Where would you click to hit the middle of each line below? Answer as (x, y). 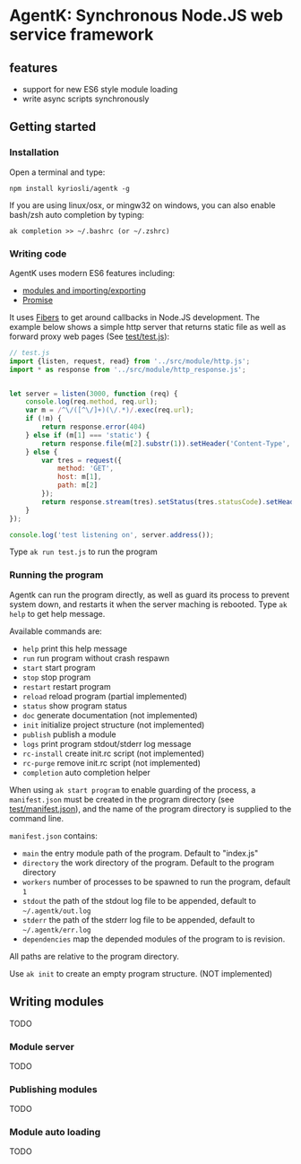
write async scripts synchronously (86, 99)
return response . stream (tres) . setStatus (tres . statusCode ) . (154, 502)
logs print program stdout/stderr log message (107, 743)
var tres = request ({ (82, 460)
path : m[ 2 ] (77, 485)
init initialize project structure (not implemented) (113, 725)
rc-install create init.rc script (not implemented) (113, 753)
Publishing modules (53, 1089)
